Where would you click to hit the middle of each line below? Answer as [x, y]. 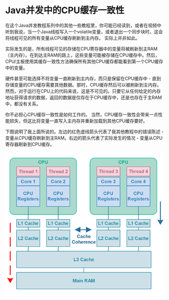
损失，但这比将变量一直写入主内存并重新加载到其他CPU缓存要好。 [78, 121]
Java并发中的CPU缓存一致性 [65, 10]
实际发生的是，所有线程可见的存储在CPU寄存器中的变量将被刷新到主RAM [81, 49]
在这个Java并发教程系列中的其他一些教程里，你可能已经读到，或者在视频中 [83, 25]
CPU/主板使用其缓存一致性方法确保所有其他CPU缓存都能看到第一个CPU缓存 [84, 61]
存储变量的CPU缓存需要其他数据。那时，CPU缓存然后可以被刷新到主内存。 [83, 84]
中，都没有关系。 [23, 104]
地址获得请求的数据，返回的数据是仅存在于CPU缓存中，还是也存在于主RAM [83, 97]
